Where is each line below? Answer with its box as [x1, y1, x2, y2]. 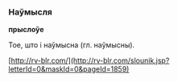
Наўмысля [8, 6, 52, 18]
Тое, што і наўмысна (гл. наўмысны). [8, 40, 135, 50]
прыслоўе [8, 25, 44, 35]
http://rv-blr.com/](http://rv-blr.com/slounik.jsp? [10, 55, 170, 66]
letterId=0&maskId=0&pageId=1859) [8, 64, 130, 74]
